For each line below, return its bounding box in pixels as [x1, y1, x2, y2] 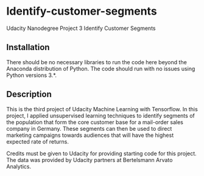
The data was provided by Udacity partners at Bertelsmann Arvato [6, 156, 173, 163]
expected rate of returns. [6, 137, 69, 145]
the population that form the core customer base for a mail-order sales [6, 118, 184, 126]
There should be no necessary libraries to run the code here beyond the [6, 58, 187, 65]
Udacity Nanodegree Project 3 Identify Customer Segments [6, 24, 156, 32]
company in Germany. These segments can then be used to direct [6, 125, 172, 132]
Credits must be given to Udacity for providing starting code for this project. [6, 150, 197, 157]
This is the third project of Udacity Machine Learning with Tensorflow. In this [6, 105, 198, 112]
